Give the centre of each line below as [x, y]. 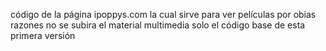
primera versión [43, 35]
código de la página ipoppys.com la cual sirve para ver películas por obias [163, 14]
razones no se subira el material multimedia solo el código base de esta [158, 25]
